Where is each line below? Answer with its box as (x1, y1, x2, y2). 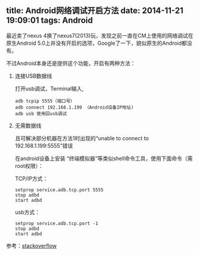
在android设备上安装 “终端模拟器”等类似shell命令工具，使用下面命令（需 (14, 155, 193, 162)
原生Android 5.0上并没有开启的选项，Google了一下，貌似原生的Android (6, 39, 182, 47)
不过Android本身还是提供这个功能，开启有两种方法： (6, 59, 136, 67)
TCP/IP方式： (14, 175, 48, 182)
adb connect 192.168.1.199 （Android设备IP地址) (14, 104, 134, 110)
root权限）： (14, 162, 44, 169)
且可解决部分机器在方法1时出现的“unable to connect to (14, 134, 149, 142)
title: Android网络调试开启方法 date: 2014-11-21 (6, 5, 183, 16)
